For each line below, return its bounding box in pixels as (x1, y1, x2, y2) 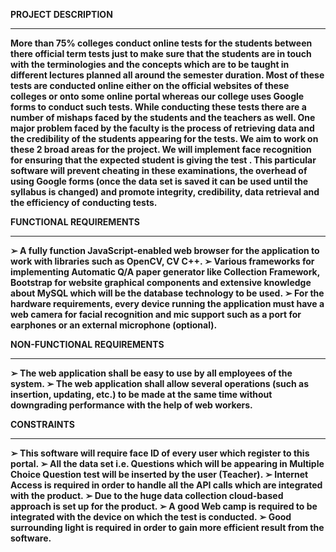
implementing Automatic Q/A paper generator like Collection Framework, (10, 266, 320, 278)
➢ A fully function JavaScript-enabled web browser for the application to (10, 245, 320, 256)
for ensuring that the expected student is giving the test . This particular (10, 154, 317, 166)
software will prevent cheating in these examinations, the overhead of (10, 165, 308, 176)
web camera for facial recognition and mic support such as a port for (10, 309, 302, 320)
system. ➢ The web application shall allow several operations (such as (10, 378, 310, 389)
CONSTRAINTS (10, 419, 75, 430)
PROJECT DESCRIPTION (10, 9, 113, 20)
